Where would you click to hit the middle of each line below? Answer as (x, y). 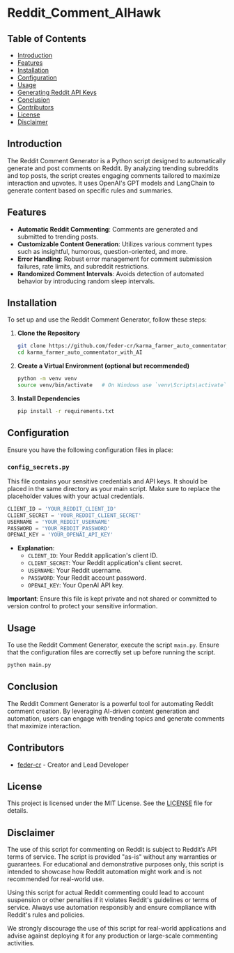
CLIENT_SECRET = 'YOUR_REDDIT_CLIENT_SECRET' (74, 515)
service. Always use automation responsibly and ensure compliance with (112, 908)
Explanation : (36, 548)
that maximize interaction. (44, 726)
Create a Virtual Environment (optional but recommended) (103, 366)
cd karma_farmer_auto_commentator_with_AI (80, 353)
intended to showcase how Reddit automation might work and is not (104, 872)
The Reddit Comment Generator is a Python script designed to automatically (117, 160)
